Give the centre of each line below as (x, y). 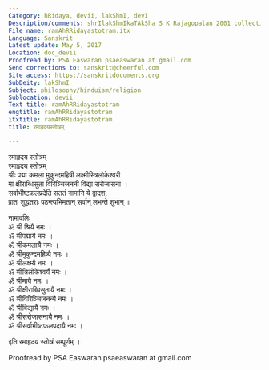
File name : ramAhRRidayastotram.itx (69, 30)
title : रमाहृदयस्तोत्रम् (36, 127)
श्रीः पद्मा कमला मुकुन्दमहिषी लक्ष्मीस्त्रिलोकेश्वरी (64, 175)
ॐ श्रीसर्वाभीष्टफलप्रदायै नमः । (46, 325)
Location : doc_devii (43, 53)
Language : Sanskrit (41, 38)
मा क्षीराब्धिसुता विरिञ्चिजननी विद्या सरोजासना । (68, 184)
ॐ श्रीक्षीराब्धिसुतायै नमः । (40, 289)
